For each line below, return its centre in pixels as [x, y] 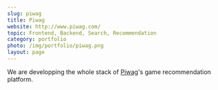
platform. [20, 79]
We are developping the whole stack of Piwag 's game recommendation [109, 72]
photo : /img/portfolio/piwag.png [56, 46]
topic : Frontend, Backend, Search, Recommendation [82, 33]
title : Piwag [26, 20]
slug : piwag [24, 13]
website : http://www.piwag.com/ [54, 26]
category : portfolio [37, 39]
